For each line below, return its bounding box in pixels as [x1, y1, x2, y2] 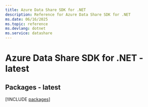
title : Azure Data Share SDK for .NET [5, 7, 86, 13]
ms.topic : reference [5, 21, 48, 27]
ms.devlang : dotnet [5, 26, 46, 31]
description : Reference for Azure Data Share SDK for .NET [5, 12, 131, 17]
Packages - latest [5, 83, 61, 91]
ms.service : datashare [5, 31, 52, 36]
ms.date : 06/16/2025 [5, 17, 48, 22]
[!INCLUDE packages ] [5, 96, 50, 102]
